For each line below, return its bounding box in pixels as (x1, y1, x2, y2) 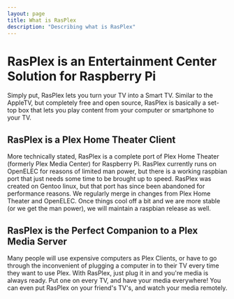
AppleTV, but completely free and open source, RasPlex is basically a (7, 99, 206, 107)
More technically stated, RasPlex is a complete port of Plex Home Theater (7, 152, 219, 161)
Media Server (7, 235, 68, 247)
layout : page (7, 10, 45, 17)
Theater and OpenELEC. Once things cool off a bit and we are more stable (7, 197, 221, 205)
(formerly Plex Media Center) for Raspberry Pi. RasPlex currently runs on (7, 160, 217, 168)
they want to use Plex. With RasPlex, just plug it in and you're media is (7, 268, 209, 277)
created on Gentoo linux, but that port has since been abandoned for (7, 182, 205, 191)
